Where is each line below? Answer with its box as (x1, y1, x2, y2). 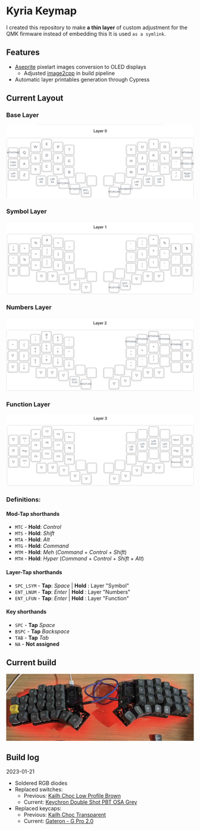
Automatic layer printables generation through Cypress (14, 76, 150, 83)
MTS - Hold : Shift (14, 530, 55, 537)
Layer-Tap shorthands (6, 569, 62, 576)
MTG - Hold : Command (14, 543, 69, 550)
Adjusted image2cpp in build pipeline (23, 70, 115, 77)
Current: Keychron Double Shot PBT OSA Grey (23, 798, 137, 806)
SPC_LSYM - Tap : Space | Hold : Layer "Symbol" (14, 582, 130, 589)
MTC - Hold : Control (14, 524, 61, 531)
